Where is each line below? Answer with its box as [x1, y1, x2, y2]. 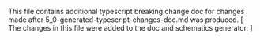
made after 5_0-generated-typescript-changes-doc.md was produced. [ [8, 15, 243, 24]
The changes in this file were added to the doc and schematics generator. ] [8, 24, 253, 32]
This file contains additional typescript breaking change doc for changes [8, 7, 245, 16]
